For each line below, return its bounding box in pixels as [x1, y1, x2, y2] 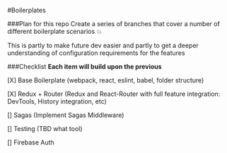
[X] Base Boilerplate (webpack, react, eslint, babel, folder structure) [7, 76, 204, 84]
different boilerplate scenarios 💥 [7, 27, 103, 35]
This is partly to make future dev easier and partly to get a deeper [7, 42, 199, 49]
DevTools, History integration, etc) [7, 97, 107, 105]
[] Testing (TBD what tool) [7, 125, 83, 133]
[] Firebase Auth [7, 138, 54, 147]
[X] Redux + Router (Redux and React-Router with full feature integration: [7, 90, 221, 98]
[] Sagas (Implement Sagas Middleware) [7, 111, 124, 119]
